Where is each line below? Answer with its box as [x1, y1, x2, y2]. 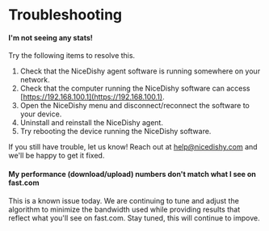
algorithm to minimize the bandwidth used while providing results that [8, 204, 241, 214]
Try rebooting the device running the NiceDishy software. [19, 127, 212, 136]
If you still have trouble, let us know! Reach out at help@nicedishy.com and [8, 142, 258, 152]
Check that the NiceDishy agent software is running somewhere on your [19, 66, 261, 76]
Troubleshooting [8, 6, 123, 24]
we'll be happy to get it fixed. [8, 151, 105, 161]
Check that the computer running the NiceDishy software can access [19, 83, 250, 94]
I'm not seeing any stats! [8, 32, 93, 42]
